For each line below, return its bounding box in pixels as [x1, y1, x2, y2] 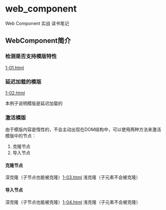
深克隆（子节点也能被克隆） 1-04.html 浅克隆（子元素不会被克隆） [5, 199, 141, 205]
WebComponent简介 [5, 36, 71, 45]
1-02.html [5, 90, 25, 96]
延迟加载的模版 [5, 78, 42, 85]
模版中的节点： [5, 133, 36, 139]
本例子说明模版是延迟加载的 [5, 100, 63, 106]
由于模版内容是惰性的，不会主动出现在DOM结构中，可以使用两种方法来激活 [5, 126, 161, 132]
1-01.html [5, 64, 24, 71]
